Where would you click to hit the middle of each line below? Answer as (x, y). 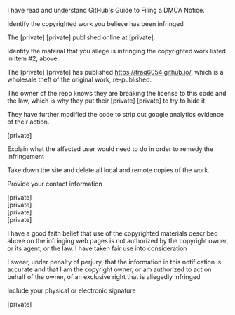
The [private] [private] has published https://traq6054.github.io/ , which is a (115, 72)
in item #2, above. (33, 58)
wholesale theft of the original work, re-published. (80, 79)
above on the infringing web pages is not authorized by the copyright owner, (118, 241)
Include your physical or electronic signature (72, 290)
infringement (26, 156)
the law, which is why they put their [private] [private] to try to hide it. (107, 101)
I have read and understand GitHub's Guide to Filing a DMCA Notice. (106, 10)
